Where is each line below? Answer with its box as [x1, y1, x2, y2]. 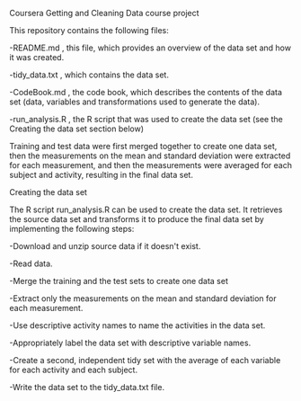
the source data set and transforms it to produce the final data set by [9, 214, 265, 224]
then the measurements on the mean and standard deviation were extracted [9, 150, 291, 161]
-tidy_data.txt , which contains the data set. [9, 69, 169, 80]
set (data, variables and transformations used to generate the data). [9, 96, 261, 107]
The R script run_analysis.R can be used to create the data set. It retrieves [9, 204, 283, 215]
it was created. [9, 52, 65, 62]
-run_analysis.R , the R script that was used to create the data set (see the [9, 114, 283, 124]
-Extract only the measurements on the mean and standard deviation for [9, 293, 277, 304]
